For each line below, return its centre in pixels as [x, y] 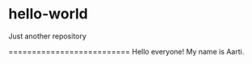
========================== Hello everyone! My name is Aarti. [126, 51]
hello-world [48, 14]
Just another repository [48, 36]
